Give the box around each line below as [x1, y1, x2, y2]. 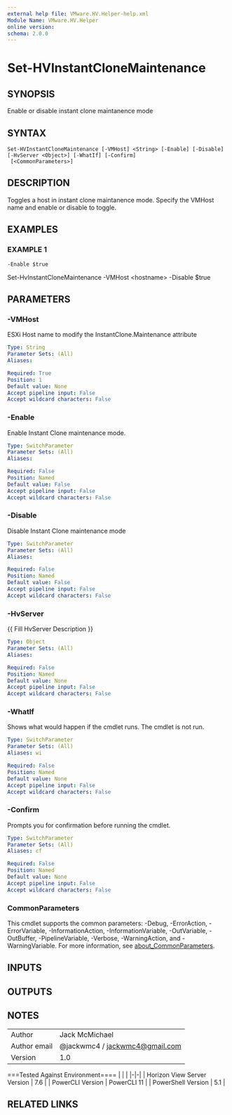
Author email [11, 1041, 53, 1051]
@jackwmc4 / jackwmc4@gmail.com [59, 1041, 182, 1051]
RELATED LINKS [7, 1098, 79, 1111]
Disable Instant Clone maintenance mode [7, 527, 126, 535]
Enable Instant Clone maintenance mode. [7, 428, 126, 437]
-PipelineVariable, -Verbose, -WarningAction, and [38, 934, 181, 943]
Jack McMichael [59, 1029, 114, 1039]
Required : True [7, 370, 52, 377]
